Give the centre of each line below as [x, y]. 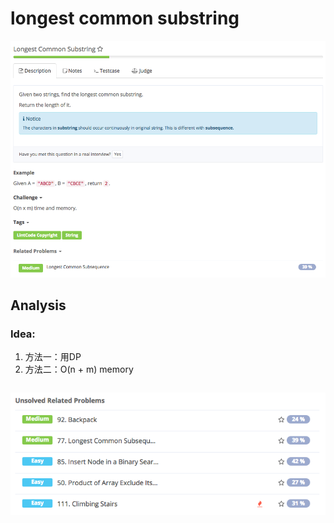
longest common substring [125, 18]
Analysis [38, 305]
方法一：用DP [53, 357]
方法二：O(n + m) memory [79, 369]
